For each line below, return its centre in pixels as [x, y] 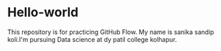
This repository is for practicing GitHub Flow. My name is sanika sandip [111, 32]
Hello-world [43, 12]
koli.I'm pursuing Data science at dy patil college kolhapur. [92, 39]
